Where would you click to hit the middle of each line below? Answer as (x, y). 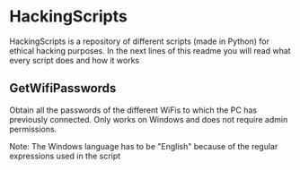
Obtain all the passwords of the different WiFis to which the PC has (133, 110)
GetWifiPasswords (63, 88)
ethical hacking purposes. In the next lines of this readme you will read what (150, 50)
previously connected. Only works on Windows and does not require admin (149, 119)
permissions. (33, 129)
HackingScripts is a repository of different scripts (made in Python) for (139, 41)
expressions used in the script (65, 156)
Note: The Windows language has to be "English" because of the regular (144, 146)
